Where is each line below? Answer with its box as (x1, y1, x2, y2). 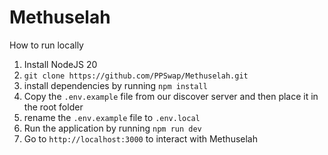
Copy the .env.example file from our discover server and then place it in (23, 90, 319, 102)
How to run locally (9, 39, 84, 51)
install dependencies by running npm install (23, 79, 208, 91)
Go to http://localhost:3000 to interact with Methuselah (23, 132, 259, 145)
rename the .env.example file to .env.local (23, 111, 201, 123)
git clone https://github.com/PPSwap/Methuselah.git (23, 71, 249, 81)
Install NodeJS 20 (23, 58, 98, 70)
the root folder (23, 101, 84, 113)
